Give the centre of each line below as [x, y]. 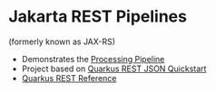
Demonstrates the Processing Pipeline [93, 59]
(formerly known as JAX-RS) [62, 41]
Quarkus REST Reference [69, 78]
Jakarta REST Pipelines [98, 17]
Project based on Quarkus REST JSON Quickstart [114, 69]
